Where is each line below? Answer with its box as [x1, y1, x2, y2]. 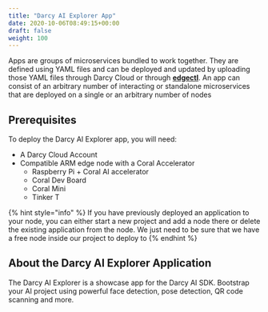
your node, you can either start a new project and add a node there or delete [8, 217, 261, 226]
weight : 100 [8, 34, 48, 42]
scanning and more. [8, 294, 74, 304]
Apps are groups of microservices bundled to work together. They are [8, 56, 238, 66]
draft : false [8, 26, 52, 34]
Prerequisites [8, 113, 77, 126]
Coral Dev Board [31, 175, 86, 185]
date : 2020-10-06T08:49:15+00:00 [8, 19, 120, 27]
